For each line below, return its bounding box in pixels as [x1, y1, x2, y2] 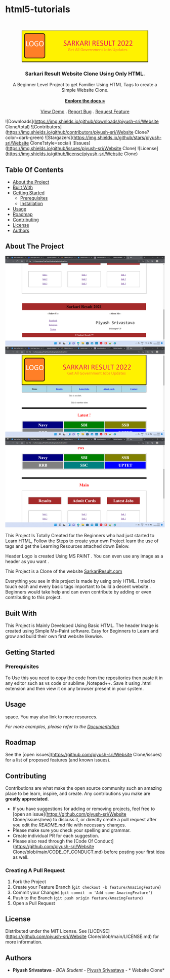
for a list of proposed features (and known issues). [5, 757, 111, 763]
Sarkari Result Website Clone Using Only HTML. [25, 70, 145, 77]
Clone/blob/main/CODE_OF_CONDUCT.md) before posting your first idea [12, 849, 165, 855]
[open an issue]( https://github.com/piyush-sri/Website [12, 811, 126, 817]
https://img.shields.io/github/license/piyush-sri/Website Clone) [7, 151, 138, 157]
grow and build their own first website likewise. [5, 633, 103, 640]
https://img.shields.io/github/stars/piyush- [73, 134, 162, 141]
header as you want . [5, 558, 49, 565]
